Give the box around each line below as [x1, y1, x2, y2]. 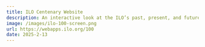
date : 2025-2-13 [6, 32, 48, 38]
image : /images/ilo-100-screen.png [6, 20, 97, 26]
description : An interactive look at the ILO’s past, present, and [6, 15, 182, 21]
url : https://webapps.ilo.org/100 [6, 26, 95, 32]
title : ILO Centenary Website [6, 9, 84, 15]
